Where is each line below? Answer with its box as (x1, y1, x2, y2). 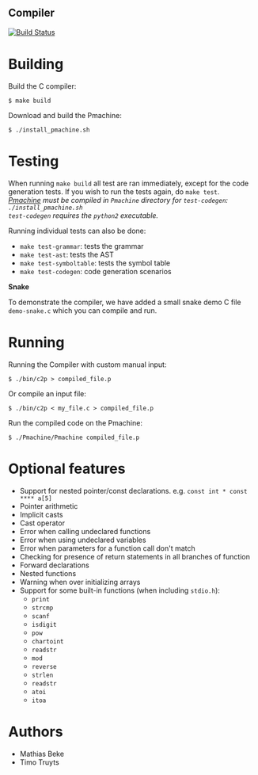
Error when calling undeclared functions (19, 526, 151, 536)
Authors (8, 723, 63, 740)
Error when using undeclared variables (19, 535, 146, 544)
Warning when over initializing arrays (19, 577, 141, 586)
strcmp (31, 604, 54, 612)
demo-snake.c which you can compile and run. (8, 305, 157, 315)
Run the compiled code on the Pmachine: (8, 418, 142, 427)
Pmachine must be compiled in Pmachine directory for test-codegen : (8, 195, 228, 204)
